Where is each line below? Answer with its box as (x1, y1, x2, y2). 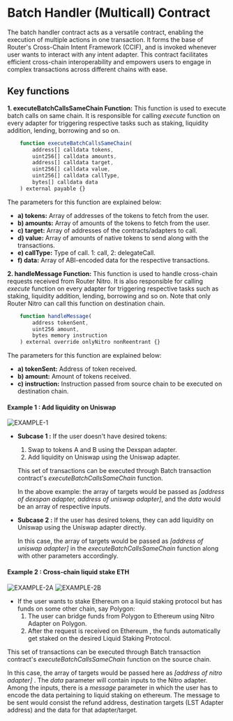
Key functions (7, 85, 70, 97)
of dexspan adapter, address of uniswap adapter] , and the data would (17, 495, 221, 504)
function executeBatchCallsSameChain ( (20, 140, 133, 147)
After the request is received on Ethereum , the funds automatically (27, 627, 221, 635)
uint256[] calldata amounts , (32, 152, 117, 160)
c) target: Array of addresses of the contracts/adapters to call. (17, 226, 197, 235)
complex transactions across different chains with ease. (7, 65, 168, 73)
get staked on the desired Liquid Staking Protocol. (27, 634, 172, 642)
